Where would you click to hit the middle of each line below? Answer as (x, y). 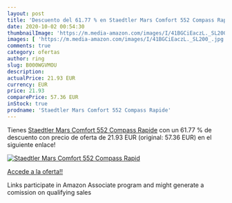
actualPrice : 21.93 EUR (41, 78)
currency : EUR (28, 85)
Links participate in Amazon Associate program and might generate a (106, 185)
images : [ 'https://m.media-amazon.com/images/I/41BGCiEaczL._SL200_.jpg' (117, 39)
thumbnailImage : (30, 33)
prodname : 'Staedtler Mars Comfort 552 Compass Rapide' (89, 110)
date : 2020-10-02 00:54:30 (46, 26)
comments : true (29, 46)
